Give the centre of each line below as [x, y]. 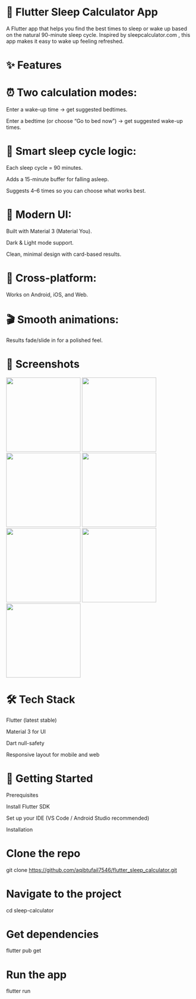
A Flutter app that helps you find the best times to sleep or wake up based [97, 28]
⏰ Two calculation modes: [72, 93]
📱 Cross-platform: [51, 278]
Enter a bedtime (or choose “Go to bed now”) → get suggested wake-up [94, 121]
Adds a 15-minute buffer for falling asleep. [58, 179]
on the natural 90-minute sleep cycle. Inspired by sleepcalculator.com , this [98, 34]
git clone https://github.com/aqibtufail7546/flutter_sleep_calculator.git [91, 870]
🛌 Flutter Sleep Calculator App [82, 12]
